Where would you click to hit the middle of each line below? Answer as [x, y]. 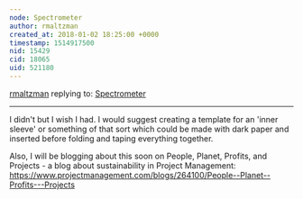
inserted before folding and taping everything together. [111, 138]
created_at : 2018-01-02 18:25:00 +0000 [84, 34]
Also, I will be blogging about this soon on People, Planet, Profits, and [138, 156]
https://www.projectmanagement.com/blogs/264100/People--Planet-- [140, 175]
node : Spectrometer [46, 18]
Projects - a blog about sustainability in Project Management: [123, 165]
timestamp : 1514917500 [52, 43]
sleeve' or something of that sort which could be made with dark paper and [149, 129]
